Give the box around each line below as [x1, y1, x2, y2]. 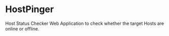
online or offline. [5, 25, 39, 31]
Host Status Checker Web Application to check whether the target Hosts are [5, 20, 164, 26]
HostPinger [5, 4, 54, 15]
